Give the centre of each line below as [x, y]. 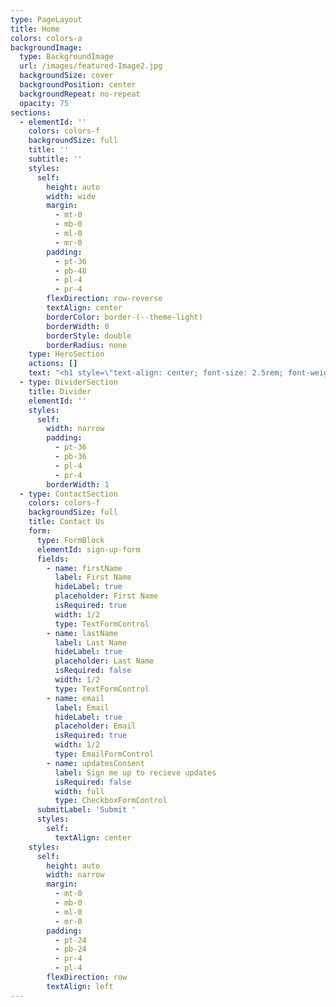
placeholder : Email [95, 726]
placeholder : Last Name [104, 661]
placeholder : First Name [106, 596]
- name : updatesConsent [95, 763]
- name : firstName [84, 568]
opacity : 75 [44, 103]
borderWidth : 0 [78, 326]
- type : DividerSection [68, 382]
